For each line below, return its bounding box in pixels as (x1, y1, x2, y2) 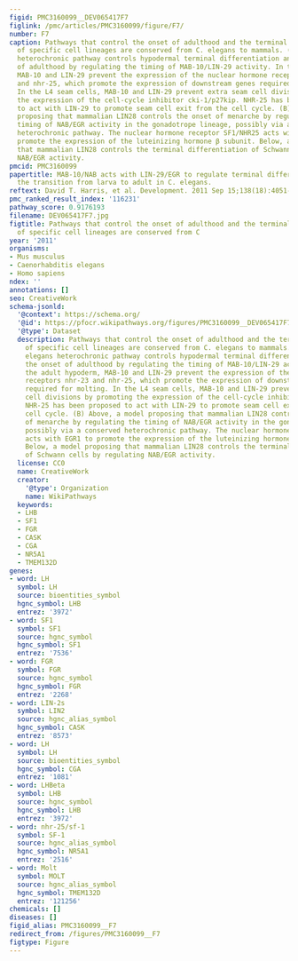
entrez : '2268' (17, 690, 74, 699)
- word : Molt (9, 863, 58, 872)
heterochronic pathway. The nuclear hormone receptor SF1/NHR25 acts (17, 129, 279, 138)
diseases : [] (9, 913, 58, 922)
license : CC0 (17, 459, 66, 468)
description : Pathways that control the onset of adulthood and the (17, 335, 276, 344)
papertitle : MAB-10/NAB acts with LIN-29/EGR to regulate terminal (9, 170, 264, 179)
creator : (17, 475, 50, 484)
